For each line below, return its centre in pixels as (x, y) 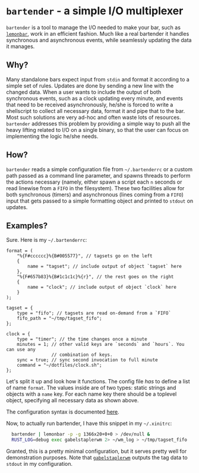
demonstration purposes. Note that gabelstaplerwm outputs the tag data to (97, 458)
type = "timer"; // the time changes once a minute (82, 339)
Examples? (27, 226)
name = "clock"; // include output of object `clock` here (102, 287)
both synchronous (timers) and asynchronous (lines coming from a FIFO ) (95, 194)
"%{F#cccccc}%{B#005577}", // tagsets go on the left (85, 256)
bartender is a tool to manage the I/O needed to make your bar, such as (94, 27)
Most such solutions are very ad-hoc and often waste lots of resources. (94, 117)
